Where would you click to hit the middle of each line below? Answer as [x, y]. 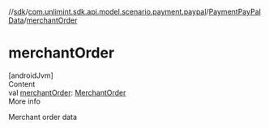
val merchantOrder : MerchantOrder [67, 92]
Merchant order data [43, 117]
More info [25, 101]
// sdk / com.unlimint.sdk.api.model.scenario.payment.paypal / [109, 12]
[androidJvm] [31, 75]
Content [22, 83]
